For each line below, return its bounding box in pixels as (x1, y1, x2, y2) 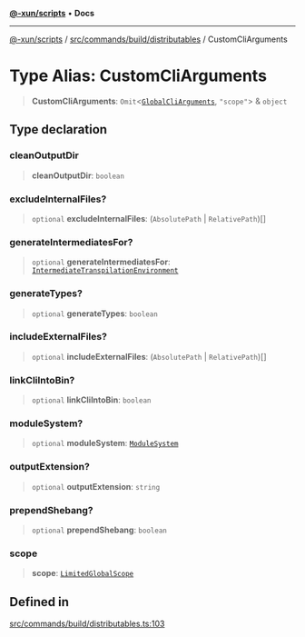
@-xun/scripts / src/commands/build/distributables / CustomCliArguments (9, 34, 288, 45)
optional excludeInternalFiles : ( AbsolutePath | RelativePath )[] (31, 213, 266, 224)
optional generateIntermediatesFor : (31, 256, 171, 267)
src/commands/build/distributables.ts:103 (9, 618, 165, 630)
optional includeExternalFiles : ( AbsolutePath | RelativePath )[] (31, 351, 267, 362)
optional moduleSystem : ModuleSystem (31, 438, 179, 449)
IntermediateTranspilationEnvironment (31, 266, 179, 275)
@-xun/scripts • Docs (9, 8, 95, 18)
